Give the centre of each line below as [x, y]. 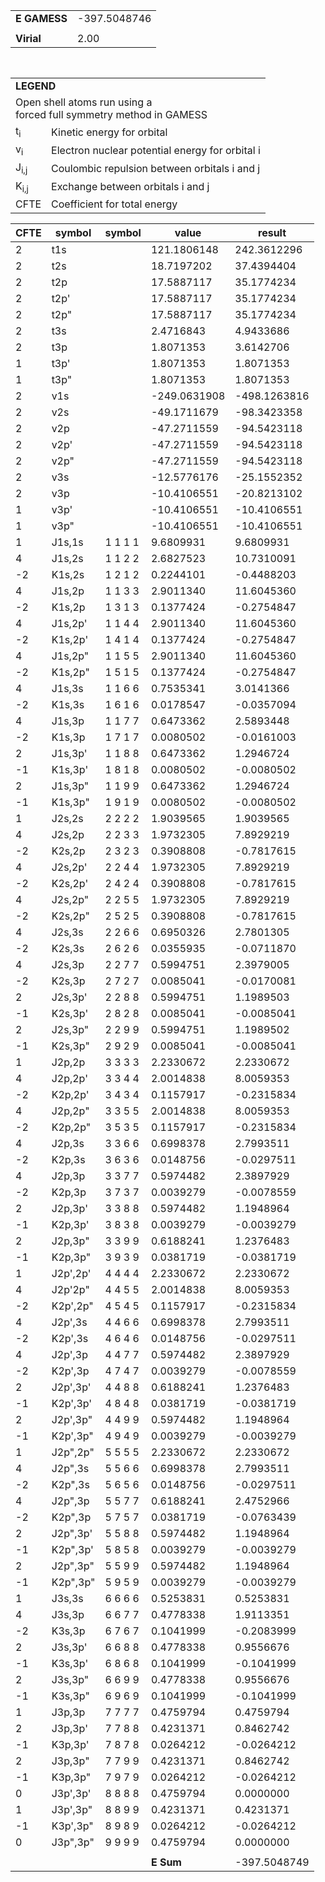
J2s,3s [67, 932]
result [272, 232]
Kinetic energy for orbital [109, 132]
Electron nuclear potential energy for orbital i [156, 150]
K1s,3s [68, 704]
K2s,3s [68, 948]
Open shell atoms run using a [84, 102]
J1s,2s [67, 558]
